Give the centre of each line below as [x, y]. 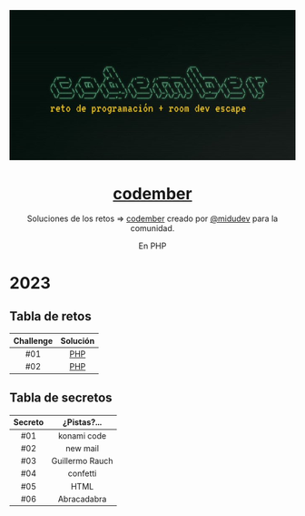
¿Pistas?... [82, 422]
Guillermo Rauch [82, 461]
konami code [82, 435]
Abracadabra [82, 499]
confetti [82, 473]
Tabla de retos [51, 316]
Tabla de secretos [61, 398]
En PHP [152, 246]
